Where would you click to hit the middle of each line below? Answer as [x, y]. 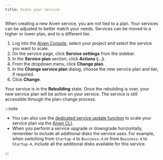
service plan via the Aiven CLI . [43, 123]
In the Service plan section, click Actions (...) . [59, 58]
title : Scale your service [32, 9]
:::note [11, 108]
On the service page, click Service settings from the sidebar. [73, 53]
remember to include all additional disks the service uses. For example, [83, 133]
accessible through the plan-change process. [51, 99]
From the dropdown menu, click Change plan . [58, 64]
